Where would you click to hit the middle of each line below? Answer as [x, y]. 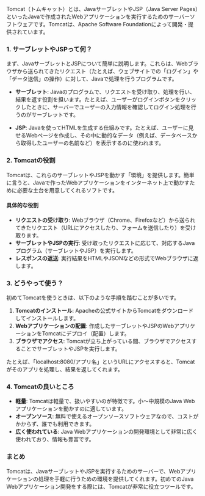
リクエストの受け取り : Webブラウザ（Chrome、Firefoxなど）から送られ [105, 220]
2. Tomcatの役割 [31, 161]
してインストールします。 [47, 318]
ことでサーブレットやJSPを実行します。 [70, 349]
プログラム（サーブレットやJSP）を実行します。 [76, 250]
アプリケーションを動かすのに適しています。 [71, 409]
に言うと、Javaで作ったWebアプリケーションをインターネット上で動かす [98, 183]
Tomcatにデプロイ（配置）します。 [86, 334]
